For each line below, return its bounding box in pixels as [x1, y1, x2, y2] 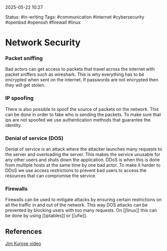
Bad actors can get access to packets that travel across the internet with [5, 66, 155, 72]
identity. [5, 122, 22, 128]
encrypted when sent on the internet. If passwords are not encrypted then [5, 77, 158, 83]
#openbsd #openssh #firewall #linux [5, 20, 81, 25]
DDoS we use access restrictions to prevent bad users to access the [5, 168, 147, 174]
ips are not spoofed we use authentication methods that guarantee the [5, 116, 151, 122]
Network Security [5, 37, 81, 48]
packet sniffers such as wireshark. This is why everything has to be [5, 71, 144, 77]
